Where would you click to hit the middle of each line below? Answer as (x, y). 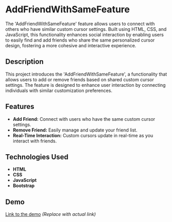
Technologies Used (37, 157)
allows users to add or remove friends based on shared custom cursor (80, 79)
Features (20, 107)
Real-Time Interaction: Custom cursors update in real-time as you (83, 135)
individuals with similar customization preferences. (59, 90)
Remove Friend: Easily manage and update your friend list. (75, 130)
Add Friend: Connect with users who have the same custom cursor (84, 119)
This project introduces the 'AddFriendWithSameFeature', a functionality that (86, 74)
